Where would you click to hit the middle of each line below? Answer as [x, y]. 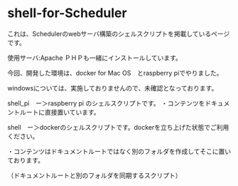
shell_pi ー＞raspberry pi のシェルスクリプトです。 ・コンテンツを [106, 103]
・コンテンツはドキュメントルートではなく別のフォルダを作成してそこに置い [119, 151]
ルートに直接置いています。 [60, 112]
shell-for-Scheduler [67, 13]
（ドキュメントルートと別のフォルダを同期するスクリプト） [94, 175]
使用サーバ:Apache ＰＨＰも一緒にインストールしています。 [95, 58]
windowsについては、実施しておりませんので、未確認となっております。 [113, 88]
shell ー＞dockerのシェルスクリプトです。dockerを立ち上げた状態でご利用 [118, 127]
